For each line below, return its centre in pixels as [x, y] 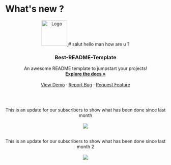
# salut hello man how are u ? [99, 44]
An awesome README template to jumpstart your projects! [85, 68]
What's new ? [35, 9]
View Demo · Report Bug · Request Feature [85, 85]
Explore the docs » [85, 74]
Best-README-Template [85, 57]
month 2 [85, 147]
